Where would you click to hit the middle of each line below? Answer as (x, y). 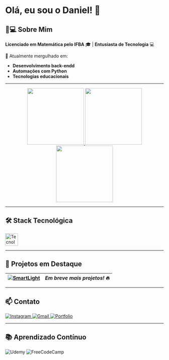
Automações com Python (39, 71)
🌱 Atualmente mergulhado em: (37, 56)
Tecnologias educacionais (40, 76)
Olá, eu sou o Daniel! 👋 (53, 10)
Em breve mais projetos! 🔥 (77, 278)
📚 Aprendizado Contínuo (46, 337)
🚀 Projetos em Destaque (44, 264)
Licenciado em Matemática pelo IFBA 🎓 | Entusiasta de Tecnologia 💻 (80, 44)
